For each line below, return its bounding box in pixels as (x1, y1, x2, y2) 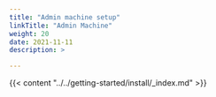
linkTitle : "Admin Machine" (9, 21, 113, 30)
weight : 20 (9, 29, 50, 38)
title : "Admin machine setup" (9, 12, 121, 22)
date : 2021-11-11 (9, 37, 73, 47)
